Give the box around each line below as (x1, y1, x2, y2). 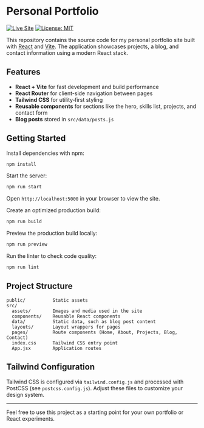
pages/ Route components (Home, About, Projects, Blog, (12, 329, 178, 335)
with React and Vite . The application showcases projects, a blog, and (6, 43, 179, 50)
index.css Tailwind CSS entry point (12, 340, 118, 346)
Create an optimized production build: (6, 207, 101, 214)
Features (6, 67, 41, 77)
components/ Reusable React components (12, 313, 121, 319)
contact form (15, 109, 48, 116)
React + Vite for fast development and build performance (15, 83, 159, 90)
